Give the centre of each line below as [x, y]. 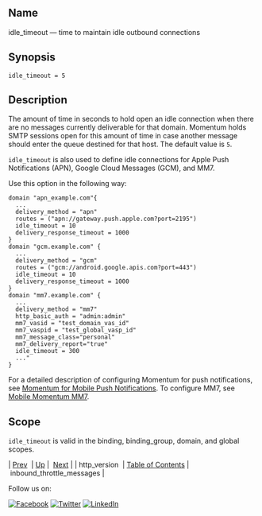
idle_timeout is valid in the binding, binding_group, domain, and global [124, 441]
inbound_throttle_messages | [57, 473]
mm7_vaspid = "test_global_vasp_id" [76, 330]
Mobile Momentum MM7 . [49, 397]
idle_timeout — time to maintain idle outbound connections [104, 32]
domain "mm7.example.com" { [55, 296]
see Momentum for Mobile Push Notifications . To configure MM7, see [122, 388]
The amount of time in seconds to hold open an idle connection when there [131, 119]
